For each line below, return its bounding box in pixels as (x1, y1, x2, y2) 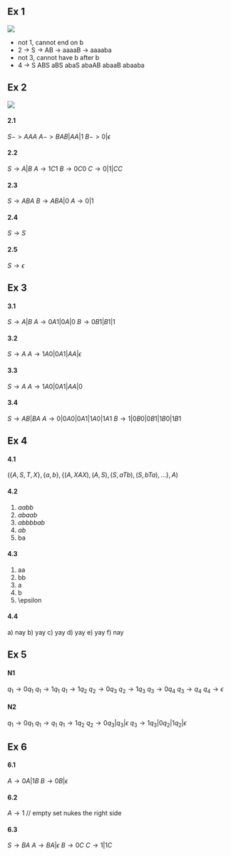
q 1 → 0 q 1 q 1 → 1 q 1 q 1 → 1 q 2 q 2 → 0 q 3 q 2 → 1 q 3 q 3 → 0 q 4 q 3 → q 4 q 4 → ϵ (7, 685, 224, 695)
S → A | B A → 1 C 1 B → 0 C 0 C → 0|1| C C (7, 164, 123, 173)
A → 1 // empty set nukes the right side (7, 809, 122, 817)
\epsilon (17, 595, 42, 604)
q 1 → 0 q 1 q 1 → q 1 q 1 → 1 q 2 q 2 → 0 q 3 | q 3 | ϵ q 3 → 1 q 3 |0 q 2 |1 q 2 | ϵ (7, 718, 187, 729)
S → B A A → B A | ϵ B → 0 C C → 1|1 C (7, 841, 113, 850)
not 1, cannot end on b (17, 38, 84, 46)
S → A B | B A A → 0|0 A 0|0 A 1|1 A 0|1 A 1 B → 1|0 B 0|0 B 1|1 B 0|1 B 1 (7, 414, 182, 423)
